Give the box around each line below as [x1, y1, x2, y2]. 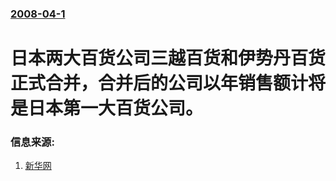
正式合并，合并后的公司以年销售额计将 [10, 72, 327, 95]
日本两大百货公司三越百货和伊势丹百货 [10, 47, 327, 70]
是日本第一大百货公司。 [10, 97, 204, 120]
